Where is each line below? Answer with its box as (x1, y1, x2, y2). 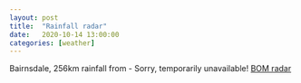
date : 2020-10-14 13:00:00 (9, 30, 120, 39)
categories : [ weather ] (9, 38, 95, 48)
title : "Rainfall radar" (9, 22, 107, 31)
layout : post (9, 13, 59, 23)
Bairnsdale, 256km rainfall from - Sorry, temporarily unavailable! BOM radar (9, 63, 292, 74)
